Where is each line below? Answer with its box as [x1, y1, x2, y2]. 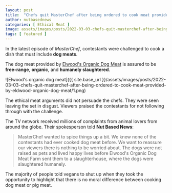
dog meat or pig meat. [5, 182, 52, 188]
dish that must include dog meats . [5, 51, 78, 57]
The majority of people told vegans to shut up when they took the [5, 171, 143, 177]
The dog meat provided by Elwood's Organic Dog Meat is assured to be [5, 61, 157, 67]
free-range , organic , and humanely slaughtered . [5, 66, 110, 73]
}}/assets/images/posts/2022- [102, 77, 166, 82]
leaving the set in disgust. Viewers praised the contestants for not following [5, 103, 164, 109]
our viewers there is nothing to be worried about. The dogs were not [17, 145, 162, 151]
